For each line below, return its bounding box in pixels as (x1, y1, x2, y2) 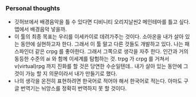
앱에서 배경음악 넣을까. (14, 25, 67, 33)
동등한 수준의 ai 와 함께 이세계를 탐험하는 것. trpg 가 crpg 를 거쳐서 (14, 55, 170, 63)
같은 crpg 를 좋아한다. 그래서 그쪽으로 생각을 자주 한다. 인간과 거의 (34, 48, 189, 55)
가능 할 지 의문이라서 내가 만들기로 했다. (25, 70, 118, 77)
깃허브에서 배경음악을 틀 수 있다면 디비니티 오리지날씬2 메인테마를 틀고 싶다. (14, 18, 191, 25)
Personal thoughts (5, 4, 61, 12)
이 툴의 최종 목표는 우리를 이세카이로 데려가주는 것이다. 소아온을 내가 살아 (14, 33, 184, 40)
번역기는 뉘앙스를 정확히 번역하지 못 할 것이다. (20, 85, 127, 92)
